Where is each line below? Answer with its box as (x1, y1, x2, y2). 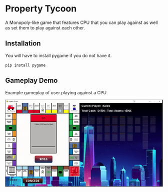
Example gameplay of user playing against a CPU (5, 89, 107, 95)
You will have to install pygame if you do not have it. (5, 52, 112, 58)
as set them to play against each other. (5, 24, 85, 30)
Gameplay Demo (5, 76, 58, 85)
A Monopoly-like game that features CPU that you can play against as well (5, 19, 158, 25)
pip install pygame (5, 63, 46, 68)
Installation (5, 39, 41, 48)
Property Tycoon (5, 3, 77, 14)
